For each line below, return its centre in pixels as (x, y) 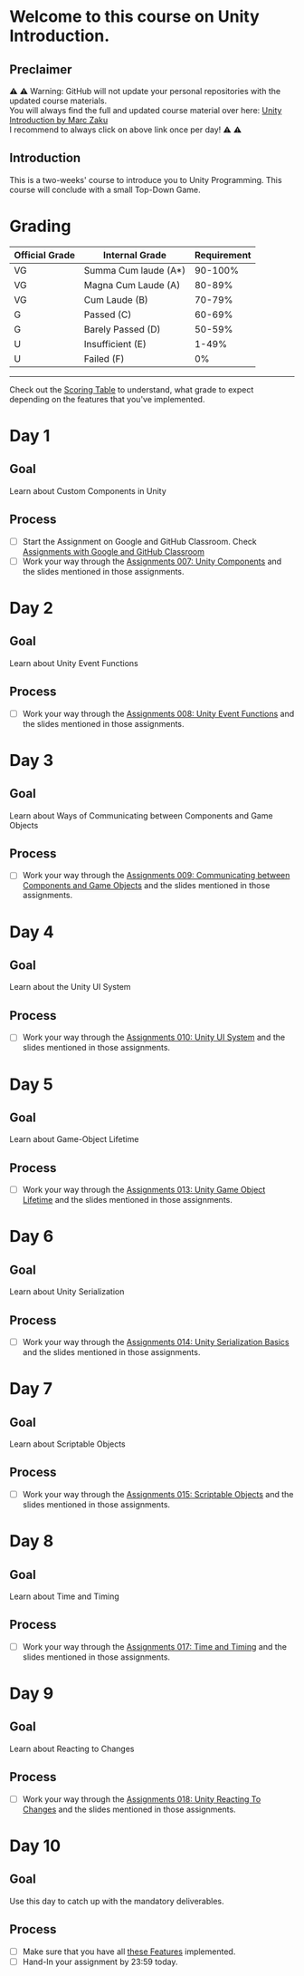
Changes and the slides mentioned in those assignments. (129, 1809)
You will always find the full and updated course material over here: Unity (146, 110)
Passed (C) (108, 315)
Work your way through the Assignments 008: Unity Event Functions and (158, 713)
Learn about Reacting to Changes (72, 1748)
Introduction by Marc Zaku (59, 120)
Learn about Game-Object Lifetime (74, 1139)
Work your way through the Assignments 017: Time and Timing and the (155, 1646)
